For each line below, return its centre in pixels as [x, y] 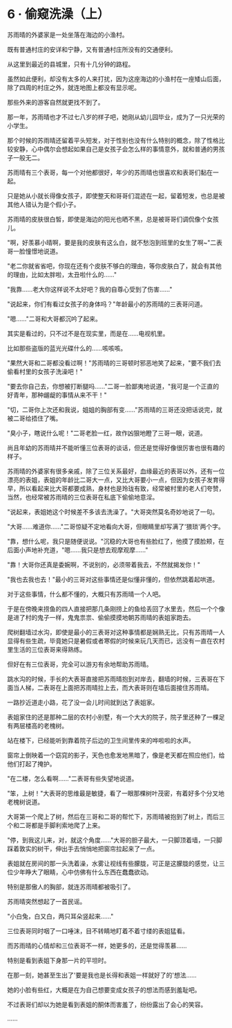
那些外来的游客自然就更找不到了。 [56, 102]
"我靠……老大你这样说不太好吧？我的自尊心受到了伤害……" [90, 289]
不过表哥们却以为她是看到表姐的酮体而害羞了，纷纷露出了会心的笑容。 [107, 1004]
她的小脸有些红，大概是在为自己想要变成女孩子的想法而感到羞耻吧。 [104, 990]
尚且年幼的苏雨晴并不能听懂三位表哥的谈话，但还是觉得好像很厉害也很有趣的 [116, 447]
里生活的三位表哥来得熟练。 [47, 649]
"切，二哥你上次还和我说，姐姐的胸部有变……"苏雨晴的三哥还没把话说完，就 [115, 409]
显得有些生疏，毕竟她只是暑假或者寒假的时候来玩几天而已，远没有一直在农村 [116, 641]
